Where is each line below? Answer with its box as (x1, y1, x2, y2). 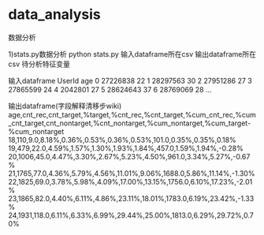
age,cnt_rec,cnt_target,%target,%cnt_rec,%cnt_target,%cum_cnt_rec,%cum (8, 110, 256, 119)
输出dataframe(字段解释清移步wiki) (8, 101, 122, 110)
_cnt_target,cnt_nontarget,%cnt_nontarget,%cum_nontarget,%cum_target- (8, 118, 251, 128)
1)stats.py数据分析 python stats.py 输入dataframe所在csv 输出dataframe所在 (8, 49, 256, 58)
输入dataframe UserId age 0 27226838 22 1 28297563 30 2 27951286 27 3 (8, 76, 252, 85)
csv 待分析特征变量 (8, 59, 71, 69)
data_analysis (8, 6, 101, 24)
